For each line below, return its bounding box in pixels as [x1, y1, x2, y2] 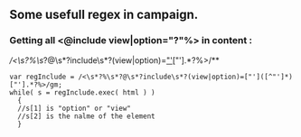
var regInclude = [9, 72, 75, 81]
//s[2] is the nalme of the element [17, 112, 155, 121]
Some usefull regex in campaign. [9, 7, 199, 23]
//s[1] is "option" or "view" [17, 104, 131, 113]
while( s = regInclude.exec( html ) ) [9, 87, 155, 97]
